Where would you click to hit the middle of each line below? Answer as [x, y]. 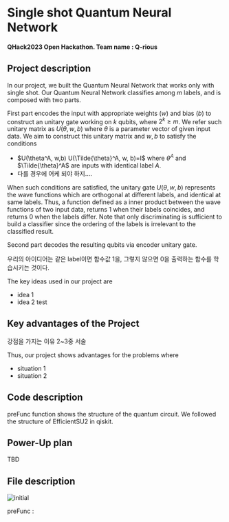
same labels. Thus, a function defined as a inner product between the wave [114, 202]
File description [41, 481]
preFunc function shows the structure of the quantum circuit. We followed [112, 414]
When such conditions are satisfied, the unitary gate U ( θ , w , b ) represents [111, 187]
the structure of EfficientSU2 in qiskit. [60, 421]
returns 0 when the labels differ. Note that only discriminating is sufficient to [115, 217]
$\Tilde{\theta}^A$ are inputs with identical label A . [89, 165]
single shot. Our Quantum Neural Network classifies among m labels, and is [114, 92]
